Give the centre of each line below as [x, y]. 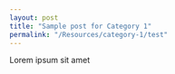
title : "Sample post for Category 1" [81, 26]
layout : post [34, 18]
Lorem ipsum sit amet [50, 60]
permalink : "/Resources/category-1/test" [89, 34]
